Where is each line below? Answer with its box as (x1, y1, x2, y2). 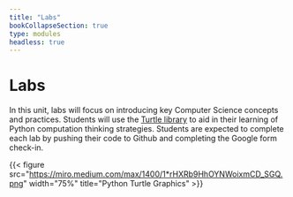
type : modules (9, 29, 62, 38)
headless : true (9, 37, 65, 47)
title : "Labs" (9, 12, 62, 22)
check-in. (9, 142, 44, 153)
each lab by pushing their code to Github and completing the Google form (9, 133, 278, 144)
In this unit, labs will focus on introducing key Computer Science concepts (9, 105, 279, 116)
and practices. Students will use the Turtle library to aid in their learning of (9, 114, 279, 125)
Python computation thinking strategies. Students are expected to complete (9, 124, 284, 134)
